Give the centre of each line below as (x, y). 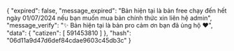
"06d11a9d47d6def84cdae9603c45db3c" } (69, 40)
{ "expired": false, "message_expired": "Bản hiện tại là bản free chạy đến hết (117, 11)
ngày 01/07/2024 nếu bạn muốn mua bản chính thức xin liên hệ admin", (109, 18)
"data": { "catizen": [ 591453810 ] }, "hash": (69, 33)
